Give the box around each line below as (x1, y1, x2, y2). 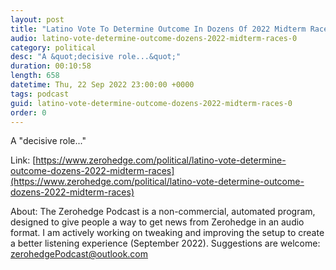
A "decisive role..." (10, 135, 87, 147)
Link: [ (10, 154, 37, 166)
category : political (10, 42, 97, 53)
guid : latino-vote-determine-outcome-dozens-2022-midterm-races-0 (10, 98, 293, 108)
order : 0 (10, 107, 47, 118)
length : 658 (10, 71, 60, 81)
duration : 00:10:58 (10, 61, 92, 71)
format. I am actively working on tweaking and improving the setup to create (10, 227, 325, 239)
